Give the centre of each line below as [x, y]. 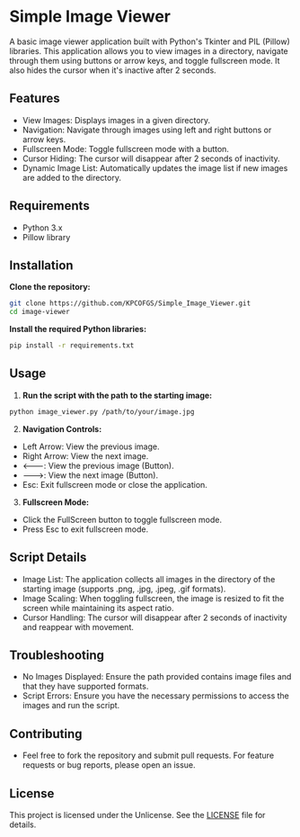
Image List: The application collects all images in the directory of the [149, 579]
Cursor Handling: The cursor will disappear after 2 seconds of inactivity [154, 617]
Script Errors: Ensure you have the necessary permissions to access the [156, 696]
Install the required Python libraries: [78, 329]
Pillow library [46, 237]
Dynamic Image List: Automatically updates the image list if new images [155, 167]
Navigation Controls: [62, 428]
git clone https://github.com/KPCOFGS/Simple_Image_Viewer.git [130, 303]
